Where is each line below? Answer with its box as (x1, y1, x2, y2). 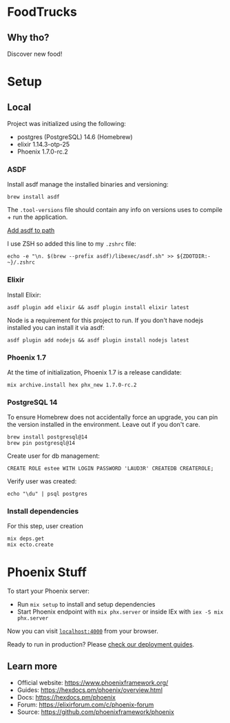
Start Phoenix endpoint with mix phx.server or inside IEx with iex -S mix (17, 607, 224, 616)
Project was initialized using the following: (7, 120, 126, 127)
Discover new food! (7, 50, 63, 58)
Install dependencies (7, 507, 79, 516)
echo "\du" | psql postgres (7, 490, 88, 498)
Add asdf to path (7, 227, 55, 235)
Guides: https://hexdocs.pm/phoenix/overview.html (17, 686, 163, 694)
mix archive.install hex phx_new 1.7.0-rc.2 (7, 381, 137, 388)
